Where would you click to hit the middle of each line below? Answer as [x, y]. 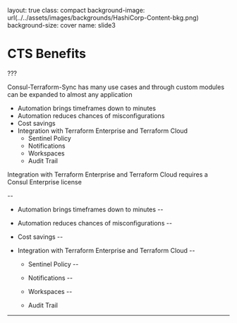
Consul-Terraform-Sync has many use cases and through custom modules [116, 87]
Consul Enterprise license [45, 182]
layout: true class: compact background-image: [76, 10]
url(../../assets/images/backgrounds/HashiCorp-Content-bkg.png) [103, 18]
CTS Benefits [47, 54]
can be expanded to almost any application [70, 94]
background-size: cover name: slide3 [62, 25]
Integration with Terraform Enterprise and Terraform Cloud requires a [108, 174]
